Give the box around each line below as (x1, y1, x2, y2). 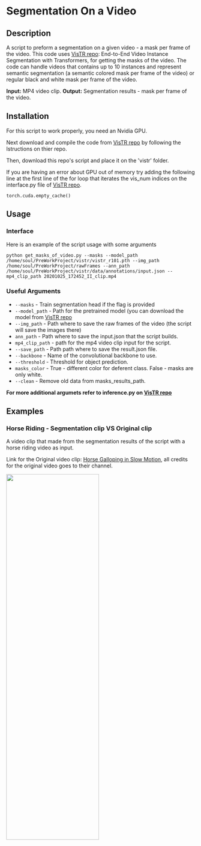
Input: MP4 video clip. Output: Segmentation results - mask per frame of (6, 88, 187, 94)
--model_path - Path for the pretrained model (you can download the (14, 307, 184, 314)
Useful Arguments (6, 287, 61, 295)
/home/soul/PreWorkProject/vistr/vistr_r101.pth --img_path (6, 257, 160, 263)
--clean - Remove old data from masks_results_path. (14, 377, 146, 385)
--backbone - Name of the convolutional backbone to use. (14, 352, 157, 359)
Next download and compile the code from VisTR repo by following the (6, 139, 181, 146)
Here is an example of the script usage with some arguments (6, 241, 157, 248)
